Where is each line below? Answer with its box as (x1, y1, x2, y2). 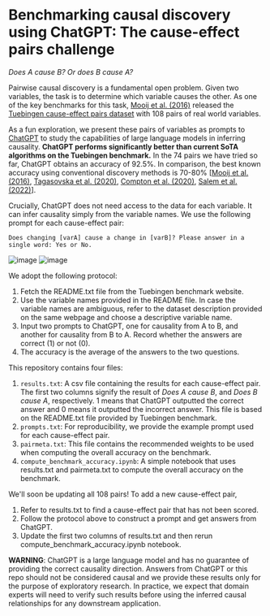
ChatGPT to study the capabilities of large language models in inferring (8, 132, 246, 143)
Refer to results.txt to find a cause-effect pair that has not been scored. (19, 505, 259, 514)
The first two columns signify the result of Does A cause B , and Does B (19, 387, 258, 397)
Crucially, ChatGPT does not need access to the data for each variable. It (8, 201, 253, 210)
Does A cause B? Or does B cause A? (8, 67, 134, 76)
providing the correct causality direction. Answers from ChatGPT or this (8, 563, 248, 574)
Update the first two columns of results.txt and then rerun (19, 531, 213, 540)
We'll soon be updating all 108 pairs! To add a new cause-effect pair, (8, 489, 238, 499)
